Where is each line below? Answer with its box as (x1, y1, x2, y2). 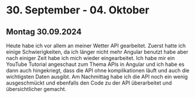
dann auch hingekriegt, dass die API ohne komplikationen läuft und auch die (6, 67, 190, 73)
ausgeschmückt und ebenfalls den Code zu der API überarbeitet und (6, 79, 172, 86)
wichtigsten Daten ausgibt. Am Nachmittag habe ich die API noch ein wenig (6, 73, 189, 80)
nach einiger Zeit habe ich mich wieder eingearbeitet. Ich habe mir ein (6, 55, 175, 61)
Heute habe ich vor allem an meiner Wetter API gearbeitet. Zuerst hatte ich (6, 42, 186, 49)
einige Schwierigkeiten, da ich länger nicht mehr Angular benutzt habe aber (6, 48, 189, 55)
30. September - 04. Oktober (6, 3, 149, 17)
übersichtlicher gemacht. (6, 86, 67, 92)
